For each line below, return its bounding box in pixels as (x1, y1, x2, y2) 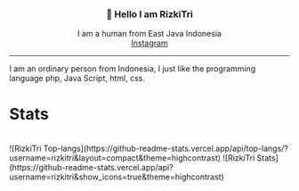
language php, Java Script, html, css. (9, 73, 145, 84)
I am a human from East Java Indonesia (77, 29, 222, 39)
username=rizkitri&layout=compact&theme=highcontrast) (9, 153, 221, 163)
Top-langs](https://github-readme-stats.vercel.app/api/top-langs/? (43, 143, 289, 154)
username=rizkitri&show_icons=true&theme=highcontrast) (9, 171, 224, 182)
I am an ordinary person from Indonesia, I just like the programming (9, 63, 256, 74)
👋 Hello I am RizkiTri (106, 8, 193, 21)
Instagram (131, 37, 168, 48)
